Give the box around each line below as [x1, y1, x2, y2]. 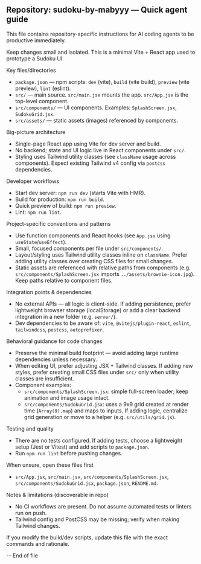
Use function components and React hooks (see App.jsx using [14, 232, 171, 239]
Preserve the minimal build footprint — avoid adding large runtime [14, 349, 179, 356]
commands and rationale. [6, 540, 69, 547]
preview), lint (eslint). [14, 85, 71, 92]
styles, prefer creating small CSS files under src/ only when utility [14, 368, 179, 376]
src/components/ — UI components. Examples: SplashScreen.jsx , [14, 104, 177, 111]
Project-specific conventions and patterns [6, 220, 111, 227]
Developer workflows [6, 178, 59, 185]
